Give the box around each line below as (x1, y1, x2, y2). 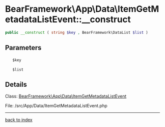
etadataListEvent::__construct (5, 14, 131, 25)
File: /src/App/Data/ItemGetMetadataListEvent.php (5, 103, 108, 109)
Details (5, 80, 27, 89)
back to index (5, 117, 33, 123)
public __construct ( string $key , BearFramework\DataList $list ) (5, 30, 148, 35)
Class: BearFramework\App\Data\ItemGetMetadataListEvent (5, 93, 127, 99)
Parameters (5, 44, 42, 52)
